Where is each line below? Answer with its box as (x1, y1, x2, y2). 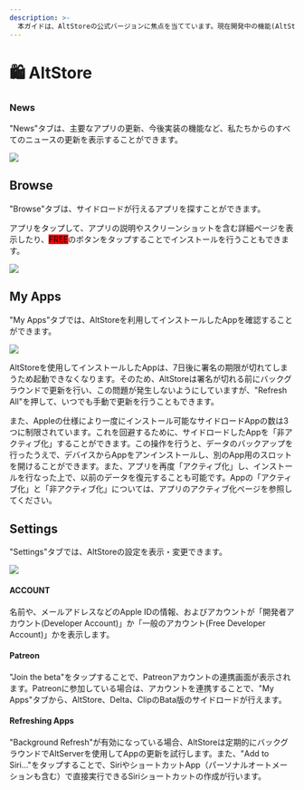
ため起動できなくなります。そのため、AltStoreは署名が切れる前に (16, 373, 261, 384)
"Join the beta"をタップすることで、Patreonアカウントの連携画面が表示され (9, 671, 291, 682)
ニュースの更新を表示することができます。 (24, 133, 183, 145)
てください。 (9, 494, 57, 505)
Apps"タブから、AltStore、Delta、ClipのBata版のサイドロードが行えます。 (9, 694, 287, 705)
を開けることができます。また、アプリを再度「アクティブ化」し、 (9, 460, 254, 472)
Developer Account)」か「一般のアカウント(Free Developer (43, 618, 266, 629)
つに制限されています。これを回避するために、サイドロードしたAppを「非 (9, 426, 285, 437)
